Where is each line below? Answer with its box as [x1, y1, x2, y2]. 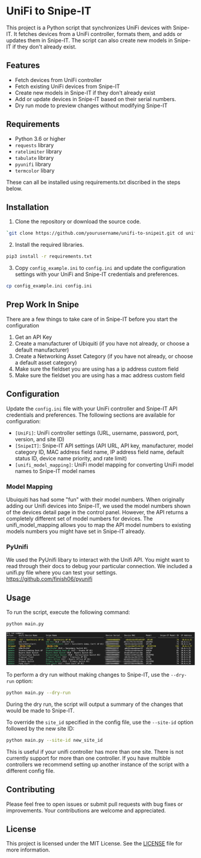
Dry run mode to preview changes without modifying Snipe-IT [14, 102, 167, 109]
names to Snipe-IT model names [14, 467, 96, 474]
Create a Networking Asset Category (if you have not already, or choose [14, 352, 193, 360]
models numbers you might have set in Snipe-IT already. [6, 527, 145, 535]
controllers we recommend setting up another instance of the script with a [6, 760, 190, 768]
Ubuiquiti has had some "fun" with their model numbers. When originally [6, 496, 185, 503]
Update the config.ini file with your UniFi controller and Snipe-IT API [6, 405, 178, 412]
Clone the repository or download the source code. [14, 218, 141, 225]
